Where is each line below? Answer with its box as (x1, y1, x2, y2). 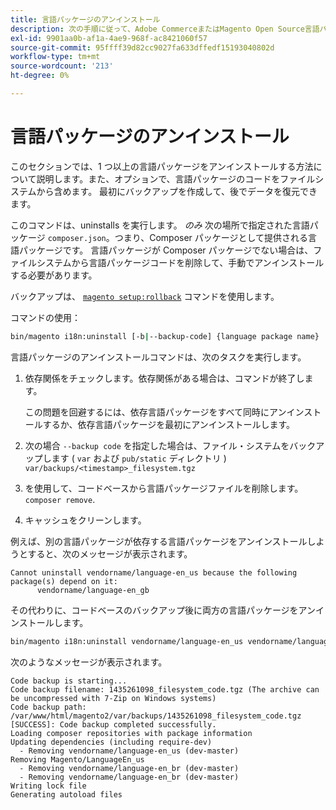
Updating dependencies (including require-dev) (10, 737, 213, 747)
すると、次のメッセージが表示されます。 (27, 547, 193, 560)
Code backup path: (10, 702, 87, 712)
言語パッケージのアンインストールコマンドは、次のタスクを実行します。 (10, 351, 307, 363)
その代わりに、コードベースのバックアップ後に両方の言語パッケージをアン (10, 604, 317, 616)
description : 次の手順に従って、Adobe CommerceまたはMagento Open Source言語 (10, 24, 320, 34)
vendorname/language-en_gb (36, 585, 150, 595)
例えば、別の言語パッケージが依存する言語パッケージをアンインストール (10, 535, 308, 547)
